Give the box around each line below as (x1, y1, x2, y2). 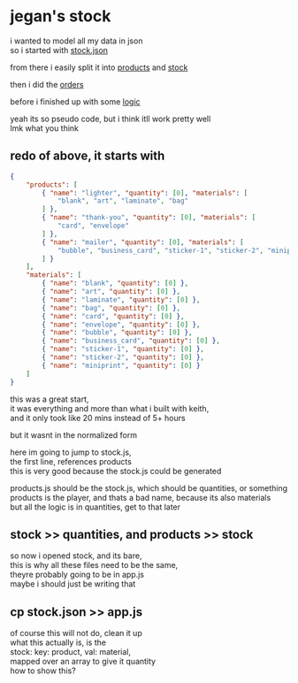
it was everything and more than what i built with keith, (10, 403, 210, 413)
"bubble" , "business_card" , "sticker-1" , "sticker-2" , (57, 246, 264, 255)
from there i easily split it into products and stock (10, 62, 188, 73)
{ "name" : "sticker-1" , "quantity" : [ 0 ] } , (42, 345, 204, 354)
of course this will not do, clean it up (10, 628, 142, 639)
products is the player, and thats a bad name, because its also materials (10, 492, 271, 503)
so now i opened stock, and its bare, (10, 550, 142, 561)
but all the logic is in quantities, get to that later (10, 502, 180, 512)
